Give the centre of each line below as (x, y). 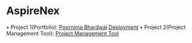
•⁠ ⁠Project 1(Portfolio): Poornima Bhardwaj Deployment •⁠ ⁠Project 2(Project (96, 27)
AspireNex (33, 11)
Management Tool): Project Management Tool (63, 33)
